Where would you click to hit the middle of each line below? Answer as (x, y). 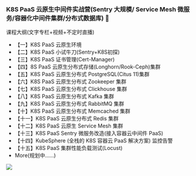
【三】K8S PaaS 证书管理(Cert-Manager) (65, 60)
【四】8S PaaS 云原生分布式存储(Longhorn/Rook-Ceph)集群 (88, 67)
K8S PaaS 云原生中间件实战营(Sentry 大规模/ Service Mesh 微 (95, 9)
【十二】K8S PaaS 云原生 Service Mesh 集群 (69, 126)
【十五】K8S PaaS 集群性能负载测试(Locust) (68, 148)
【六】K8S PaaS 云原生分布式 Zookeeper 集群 (71, 82)
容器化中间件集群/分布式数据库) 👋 (62, 18)
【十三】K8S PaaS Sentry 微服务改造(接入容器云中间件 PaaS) (89, 133)
